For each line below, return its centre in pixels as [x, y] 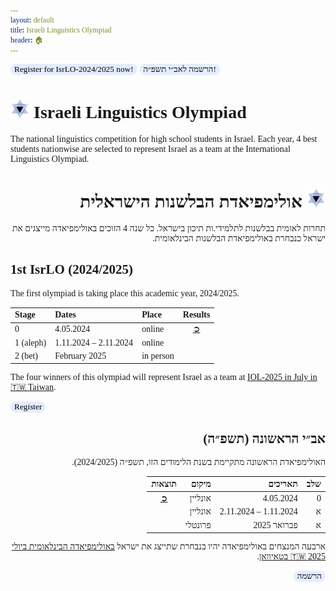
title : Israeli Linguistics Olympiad [61, 30]
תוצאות [164, 483]
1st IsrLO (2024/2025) [71, 269]
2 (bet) [26, 355]
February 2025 [80, 355]
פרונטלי [198, 525]
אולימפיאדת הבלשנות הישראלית [191, 201]
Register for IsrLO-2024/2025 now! [74, 69]
